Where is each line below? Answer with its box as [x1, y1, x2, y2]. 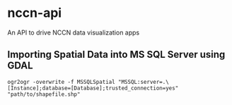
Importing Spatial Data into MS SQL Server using [7, 49, 226, 61]
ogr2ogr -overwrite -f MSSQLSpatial [7, 78, 115, 85]
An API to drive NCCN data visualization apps [7, 28, 140, 37]
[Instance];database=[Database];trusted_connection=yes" [7, 85, 179, 92]
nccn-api [7, 5, 62, 21]
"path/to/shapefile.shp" [7, 90, 81, 98]
